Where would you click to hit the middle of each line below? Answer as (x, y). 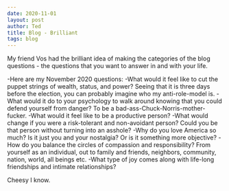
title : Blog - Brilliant (43, 33)
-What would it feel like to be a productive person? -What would (118, 116)
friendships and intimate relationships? (62, 167)
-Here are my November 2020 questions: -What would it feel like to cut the (112, 79)
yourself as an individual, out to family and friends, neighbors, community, (112, 153)
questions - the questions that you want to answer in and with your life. (107, 66)
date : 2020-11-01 (32, 13)
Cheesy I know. (29, 180)
